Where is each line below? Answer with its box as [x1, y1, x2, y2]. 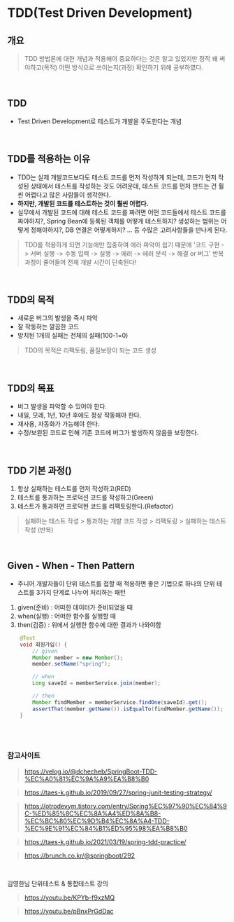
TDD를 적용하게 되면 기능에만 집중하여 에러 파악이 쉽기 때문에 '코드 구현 [24, 240, 220, 249]
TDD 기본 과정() [7, 465, 72, 476]
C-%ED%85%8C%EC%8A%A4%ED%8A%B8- [24, 809, 161, 818]
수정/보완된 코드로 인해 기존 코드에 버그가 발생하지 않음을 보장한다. [17, 429, 199, 437]
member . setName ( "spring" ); [32, 661, 111, 668]
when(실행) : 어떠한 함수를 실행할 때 [17, 612, 117, 620]
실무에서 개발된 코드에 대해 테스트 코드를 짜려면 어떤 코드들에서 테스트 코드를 [17, 208, 227, 216]
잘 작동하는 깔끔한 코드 [17, 322, 80, 331]
